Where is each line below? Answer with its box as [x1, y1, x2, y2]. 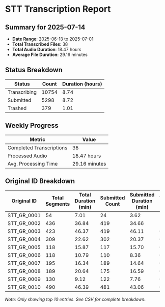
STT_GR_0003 [7, 228, 41, 235]
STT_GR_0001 [7, 212, 41, 219]
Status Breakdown [5, 66, 63, 74]
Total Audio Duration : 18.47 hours [12, 47, 82, 52]
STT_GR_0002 [7, 220, 41, 227]
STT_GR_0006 [7, 252, 41, 259]
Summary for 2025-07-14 [5, 23, 85, 31]
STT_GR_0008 [7, 268, 41, 275]
